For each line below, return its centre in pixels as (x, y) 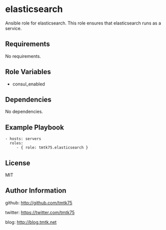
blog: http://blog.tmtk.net (31, 222)
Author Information (36, 191)
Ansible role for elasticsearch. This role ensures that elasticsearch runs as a (83, 23)
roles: (16, 143)
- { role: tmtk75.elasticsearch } (52, 148)
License (18, 163)
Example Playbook (34, 127)
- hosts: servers (23, 139)
